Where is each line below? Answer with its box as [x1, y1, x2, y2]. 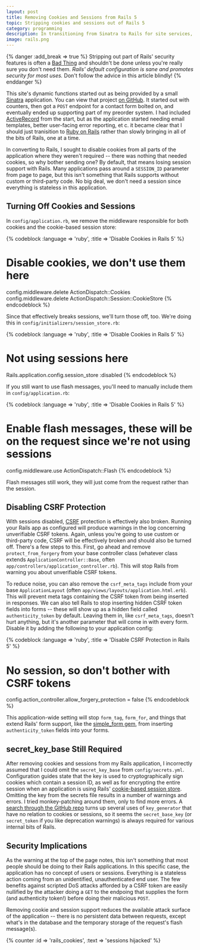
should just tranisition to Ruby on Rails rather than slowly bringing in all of [6, 128, 186, 135]
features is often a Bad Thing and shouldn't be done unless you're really [6, 59, 183, 66]
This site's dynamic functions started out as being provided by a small [6, 90, 178, 97]
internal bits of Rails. [6, 823, 57, 831]
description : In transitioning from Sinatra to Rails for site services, [6, 31, 193, 37]
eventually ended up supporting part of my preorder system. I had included [6, 109, 190, 116]
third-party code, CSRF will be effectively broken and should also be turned [6, 537, 192, 544]
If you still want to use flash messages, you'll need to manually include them [6, 383, 193, 390]
